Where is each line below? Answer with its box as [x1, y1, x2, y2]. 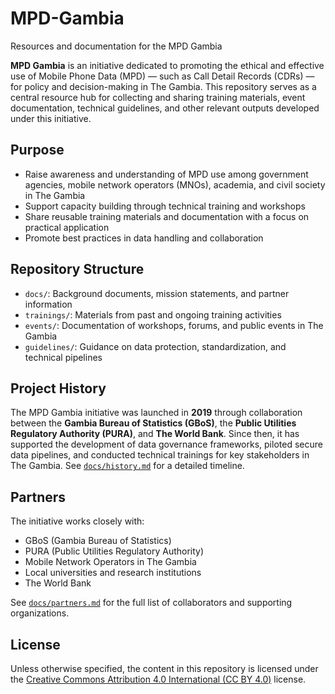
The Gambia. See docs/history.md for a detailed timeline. [10, 460, 245, 472]
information [24, 298, 73, 310]
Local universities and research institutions [24, 567, 202, 579]
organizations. [10, 607, 70, 619]
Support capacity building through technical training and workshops [24, 200, 306, 212]
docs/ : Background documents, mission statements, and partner [24, 287, 290, 299]
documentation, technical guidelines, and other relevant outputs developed [10, 102, 320, 114]
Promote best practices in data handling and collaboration [24, 232, 264, 244]
